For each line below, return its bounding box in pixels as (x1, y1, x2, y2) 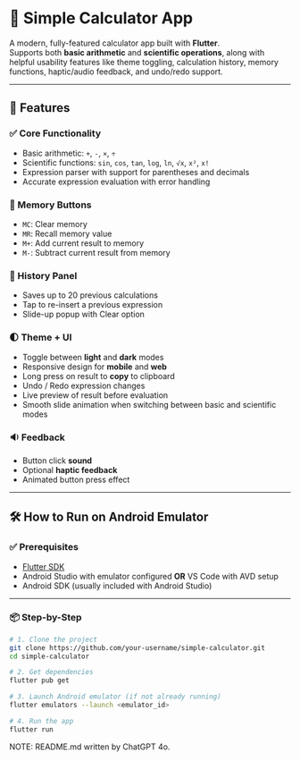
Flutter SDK (21, 561, 65, 571)
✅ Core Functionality (9, 127, 101, 140)
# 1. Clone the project (9, 635, 98, 644)
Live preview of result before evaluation (21, 389, 169, 401)
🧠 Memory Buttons (9, 199, 92, 211)
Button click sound (21, 455, 92, 466)
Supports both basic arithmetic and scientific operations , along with (9, 47, 265, 57)
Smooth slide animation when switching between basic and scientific (21, 399, 277, 410)
